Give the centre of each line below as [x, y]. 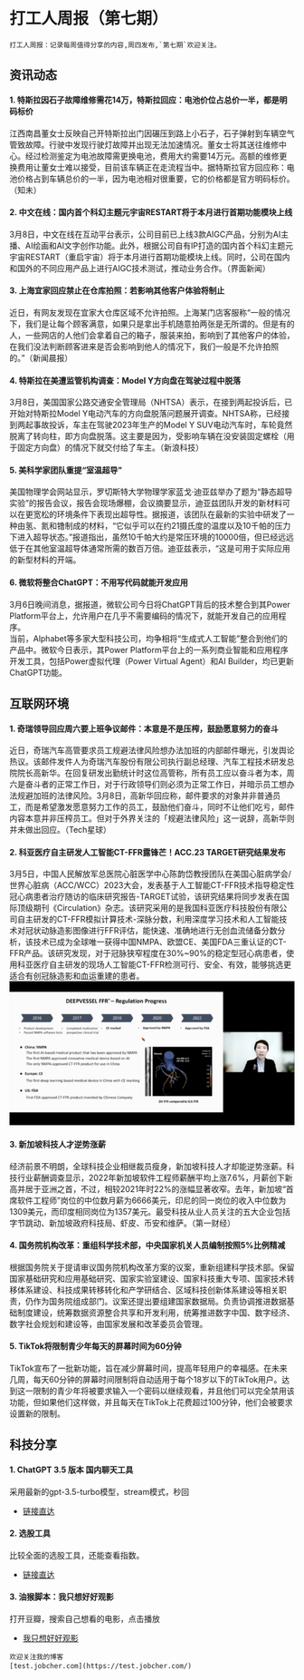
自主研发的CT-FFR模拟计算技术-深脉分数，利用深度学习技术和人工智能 [148, 919]
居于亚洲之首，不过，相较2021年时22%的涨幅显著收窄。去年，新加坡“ [156, 1188]
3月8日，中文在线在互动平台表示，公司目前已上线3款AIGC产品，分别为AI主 [149, 234]
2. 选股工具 [30, 1533]
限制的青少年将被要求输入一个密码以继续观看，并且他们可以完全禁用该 [164, 1391]
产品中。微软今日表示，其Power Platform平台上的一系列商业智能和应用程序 [149, 650]
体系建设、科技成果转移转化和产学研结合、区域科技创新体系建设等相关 [147, 1290]
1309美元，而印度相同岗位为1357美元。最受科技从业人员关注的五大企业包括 [150, 1211]
